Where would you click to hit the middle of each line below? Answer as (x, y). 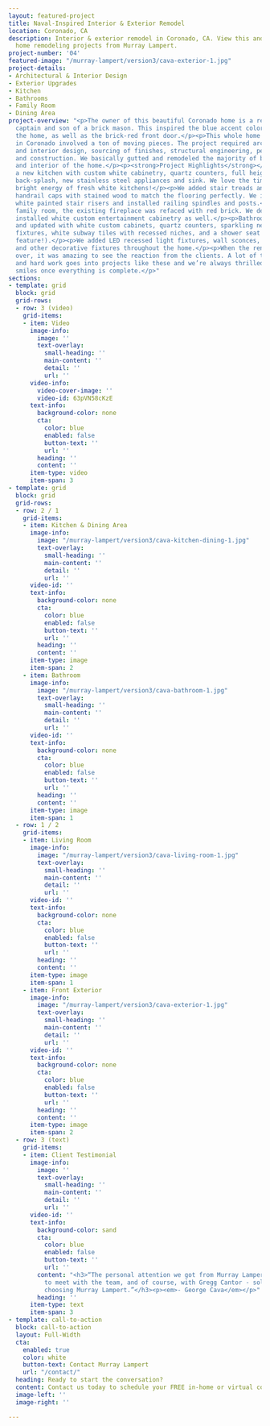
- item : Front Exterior (63, 990)
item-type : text (57, 1305)
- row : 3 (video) (45, 308)
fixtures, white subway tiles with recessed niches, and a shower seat (138, 233)
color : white (45, 1357)
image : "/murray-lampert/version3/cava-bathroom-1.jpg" (133, 690)
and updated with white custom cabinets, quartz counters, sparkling (134, 226)
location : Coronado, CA (48, 31)
